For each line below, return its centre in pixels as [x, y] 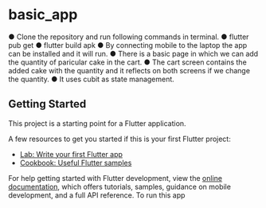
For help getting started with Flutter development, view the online [115, 178]
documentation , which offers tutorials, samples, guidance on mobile [119, 186]
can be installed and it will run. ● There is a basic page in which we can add [133, 53]
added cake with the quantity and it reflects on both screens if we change [129, 70]
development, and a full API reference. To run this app [97, 195]
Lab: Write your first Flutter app [71, 154]
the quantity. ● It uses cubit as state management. [92, 79]
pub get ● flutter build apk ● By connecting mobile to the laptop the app [128, 45]
